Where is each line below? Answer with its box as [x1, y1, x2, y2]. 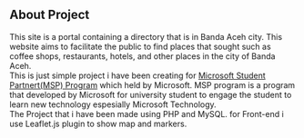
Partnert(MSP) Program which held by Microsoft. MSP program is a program [9, 79, 296, 90]
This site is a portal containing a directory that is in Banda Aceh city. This [9, 31, 283, 42]
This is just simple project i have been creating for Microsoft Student [9, 70, 266, 81]
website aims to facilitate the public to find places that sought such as [9, 41, 271, 52]
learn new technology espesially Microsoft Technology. [9, 99, 217, 110]
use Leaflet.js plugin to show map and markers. [9, 118, 187, 129]
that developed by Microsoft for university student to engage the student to [9, 89, 292, 100]
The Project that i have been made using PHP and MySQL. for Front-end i [9, 108, 284, 119]
